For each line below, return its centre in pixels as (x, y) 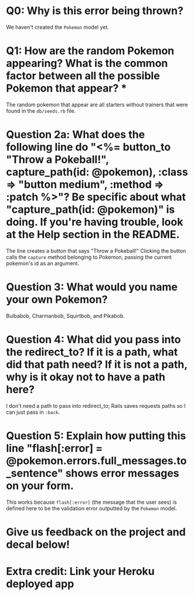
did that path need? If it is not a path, (97, 364)
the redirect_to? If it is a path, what (92, 352)
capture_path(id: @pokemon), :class (97, 172)
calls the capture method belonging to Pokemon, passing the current (89, 257)
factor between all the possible (83, 76)
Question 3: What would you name (92, 287)
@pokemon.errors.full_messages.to (96, 461)
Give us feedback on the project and (96, 532)
